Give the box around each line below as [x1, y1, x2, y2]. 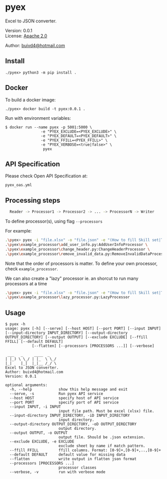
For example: [5, 228, 32, 234]
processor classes [58, 465, 97, 471]
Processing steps [5, 196, 61, 205]
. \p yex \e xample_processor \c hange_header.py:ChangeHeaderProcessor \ [5, 246, 150, 252]
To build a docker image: [5, 96, 56, 103]
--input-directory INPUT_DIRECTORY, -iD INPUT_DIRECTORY [9, 413, 130, 418]
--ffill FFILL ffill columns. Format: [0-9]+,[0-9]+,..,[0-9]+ [9, 448, 162, 453]
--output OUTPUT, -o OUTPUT [9, 430, 68, 436]
